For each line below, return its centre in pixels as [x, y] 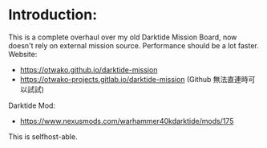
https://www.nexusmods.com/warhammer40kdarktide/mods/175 [127, 121]
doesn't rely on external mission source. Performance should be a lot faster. [133, 45]
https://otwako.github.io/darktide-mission [89, 69]
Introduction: [53, 15]
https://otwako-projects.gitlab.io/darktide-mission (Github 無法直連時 [134, 79]
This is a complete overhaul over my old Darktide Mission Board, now [123, 37]
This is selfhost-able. [43, 136]
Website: [23, 54]
